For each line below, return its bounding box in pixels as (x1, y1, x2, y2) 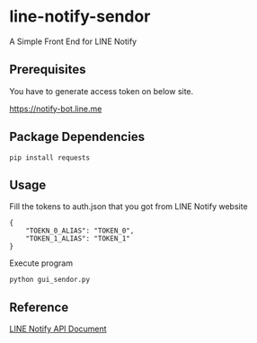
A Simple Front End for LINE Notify (9, 36, 137, 47)
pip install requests (9, 153, 91, 163)
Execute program (9, 258, 74, 268)
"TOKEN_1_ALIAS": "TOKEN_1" (25, 234, 130, 243)
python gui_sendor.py (9, 276, 91, 285)
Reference (9, 299, 69, 315)
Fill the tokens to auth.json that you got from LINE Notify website (9, 201, 249, 212)
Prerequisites (9, 62, 86, 77)
